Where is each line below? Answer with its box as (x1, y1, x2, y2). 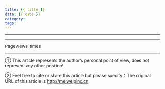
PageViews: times (5, 44, 41, 49)
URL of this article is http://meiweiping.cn (5, 78, 89, 84)
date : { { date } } (5, 12, 41, 17)
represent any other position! (5, 63, 64, 68)
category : (5, 16, 26, 21)
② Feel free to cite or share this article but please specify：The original (5, 73, 151, 79)
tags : (5, 21, 16, 26)
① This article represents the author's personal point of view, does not (5, 57, 150, 64)
